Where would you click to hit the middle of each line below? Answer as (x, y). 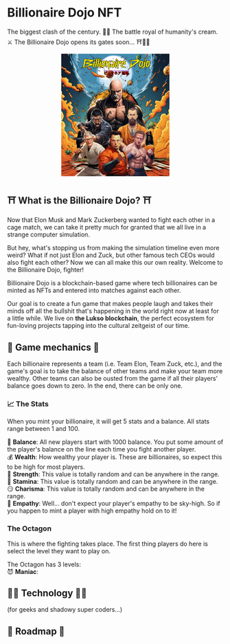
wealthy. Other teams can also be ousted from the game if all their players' (113, 378)
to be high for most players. (46, 467)
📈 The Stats (28, 403)
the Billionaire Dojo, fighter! (46, 270)
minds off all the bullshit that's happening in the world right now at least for (113, 311)
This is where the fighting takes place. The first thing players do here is (107, 544)
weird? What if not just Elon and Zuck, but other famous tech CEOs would (111, 255)
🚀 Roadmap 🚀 (36, 631)
